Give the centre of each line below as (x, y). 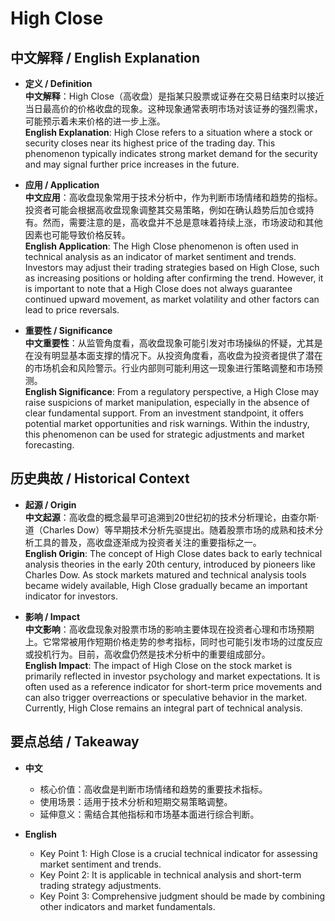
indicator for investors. (71, 596)
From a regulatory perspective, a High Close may (218, 391)
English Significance (68, 391)
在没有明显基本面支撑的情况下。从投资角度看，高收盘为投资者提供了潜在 (173, 355)
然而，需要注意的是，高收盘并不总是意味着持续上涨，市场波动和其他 (182, 222)
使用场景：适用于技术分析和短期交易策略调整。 (136, 801)
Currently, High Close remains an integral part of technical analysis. (163, 708)
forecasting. (49, 445)
